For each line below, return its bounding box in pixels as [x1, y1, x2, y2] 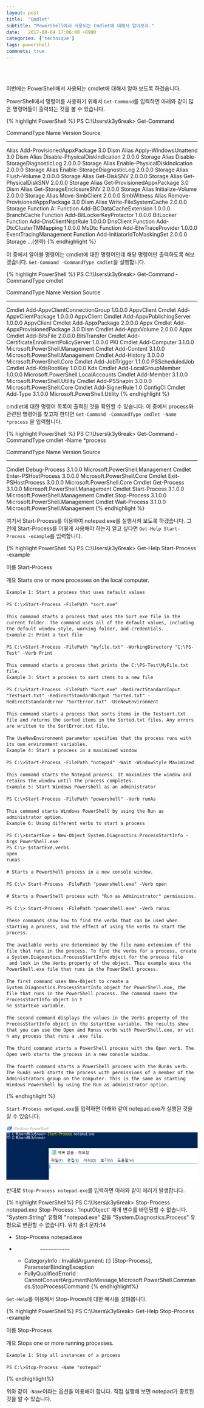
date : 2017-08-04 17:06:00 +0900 [6, 29, 97, 35]
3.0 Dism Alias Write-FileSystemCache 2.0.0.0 [72, 198, 187, 205]
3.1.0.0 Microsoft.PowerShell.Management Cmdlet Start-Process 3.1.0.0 [6, 485, 185, 492]
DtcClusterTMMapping [6, 224, 63, 231]
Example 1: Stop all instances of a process [6, 1353, 121, 1359]
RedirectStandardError [6, 699, 64, 705]
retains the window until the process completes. [6, 778, 135, 784]
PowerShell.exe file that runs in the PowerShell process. [6, 966, 159, 972]
